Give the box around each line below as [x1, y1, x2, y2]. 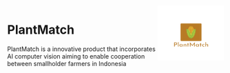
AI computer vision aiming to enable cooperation [7, 52, 145, 60]
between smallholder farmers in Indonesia [7, 59, 127, 67]
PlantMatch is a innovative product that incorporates [7, 45, 156, 53]
